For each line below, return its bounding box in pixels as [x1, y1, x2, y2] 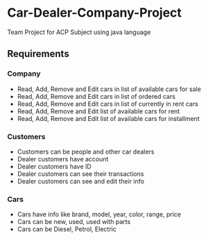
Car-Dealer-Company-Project [7, 5, 182, 21]
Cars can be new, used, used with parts [17, 218, 131, 226]
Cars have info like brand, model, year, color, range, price [17, 210, 182, 218]
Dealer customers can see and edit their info [17, 177, 144, 185]
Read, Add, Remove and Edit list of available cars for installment [17, 114, 200, 122]
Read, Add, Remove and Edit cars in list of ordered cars [17, 92, 175, 100]
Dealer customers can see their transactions [17, 169, 144, 178]
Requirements [7, 48, 69, 60]
